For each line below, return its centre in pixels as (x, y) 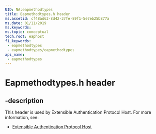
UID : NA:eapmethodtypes (29, 9)
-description (24, 100)
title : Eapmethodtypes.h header (38, 14)
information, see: (22, 118)
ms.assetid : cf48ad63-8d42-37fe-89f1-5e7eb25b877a (57, 18)
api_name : (15, 54)
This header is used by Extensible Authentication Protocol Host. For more (78, 112)
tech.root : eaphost (25, 37)
